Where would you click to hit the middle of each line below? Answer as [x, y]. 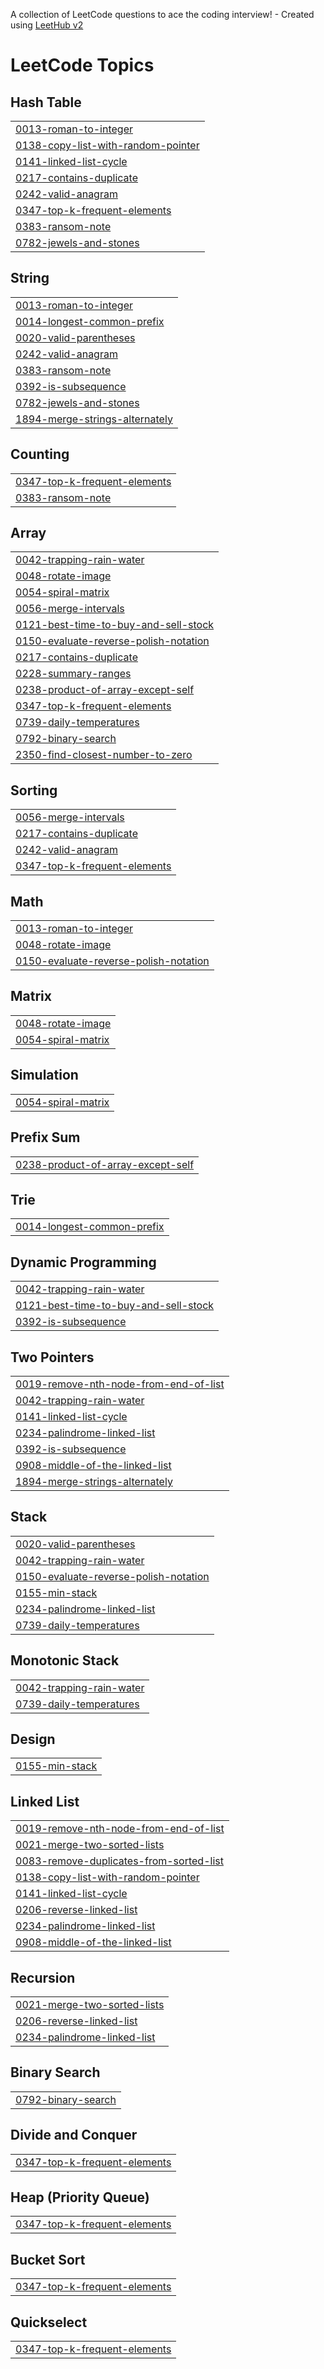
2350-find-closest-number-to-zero [104, 755]
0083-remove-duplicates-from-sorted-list [119, 1861]
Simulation [44, 1075]
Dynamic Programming [83, 1262]
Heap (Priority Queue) [80, 2197]
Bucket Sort [48, 2259]
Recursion [43, 1977]
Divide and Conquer [74, 2135]
